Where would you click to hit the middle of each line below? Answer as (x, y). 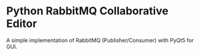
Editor (22, 24)
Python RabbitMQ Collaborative (87, 11)
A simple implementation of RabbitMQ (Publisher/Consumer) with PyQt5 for (100, 40)
